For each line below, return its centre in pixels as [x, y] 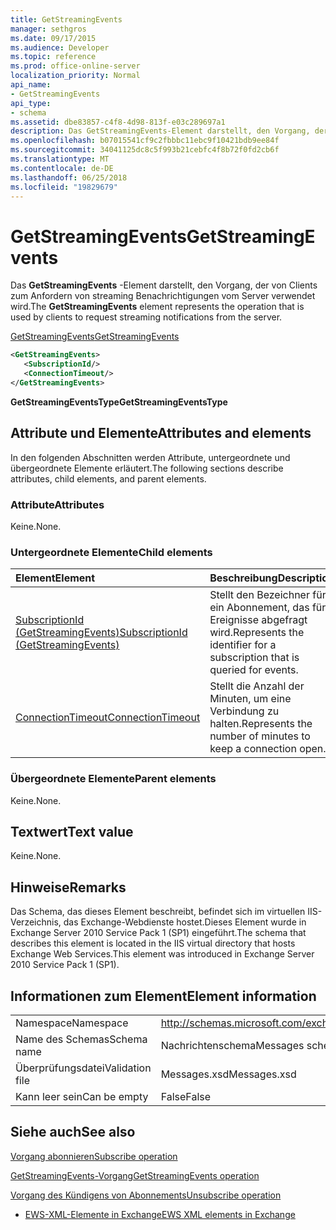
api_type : [31, 103]
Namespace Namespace [72, 1023]
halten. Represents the [261, 724]
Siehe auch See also [73, 1132]
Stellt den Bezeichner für [268, 595]
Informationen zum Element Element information [163, 996]
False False [186, 1096]
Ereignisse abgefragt [258, 620]
